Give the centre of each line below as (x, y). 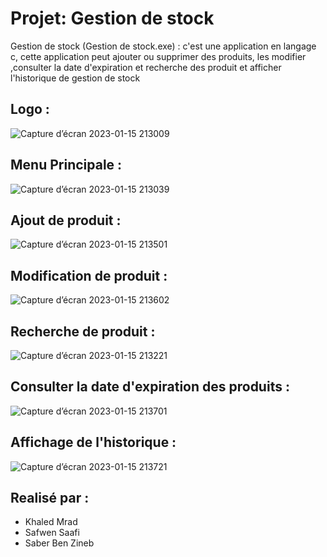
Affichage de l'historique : (93, 442)
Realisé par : (50, 498)
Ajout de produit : (66, 220)
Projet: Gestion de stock (112, 18)
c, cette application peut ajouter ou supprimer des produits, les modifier (158, 56)
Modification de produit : (89, 275)
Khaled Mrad (51, 522)
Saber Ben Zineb (59, 543)
